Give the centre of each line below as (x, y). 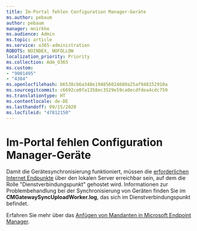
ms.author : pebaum (29, 17)
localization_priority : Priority (48, 57)
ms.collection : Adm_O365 (37, 62)
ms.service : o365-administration (48, 46)
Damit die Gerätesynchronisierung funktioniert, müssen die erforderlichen (98, 171)
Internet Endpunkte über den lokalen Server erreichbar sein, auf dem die (96, 178)
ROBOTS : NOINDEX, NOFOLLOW (40, 51)
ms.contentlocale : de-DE (37, 101)
